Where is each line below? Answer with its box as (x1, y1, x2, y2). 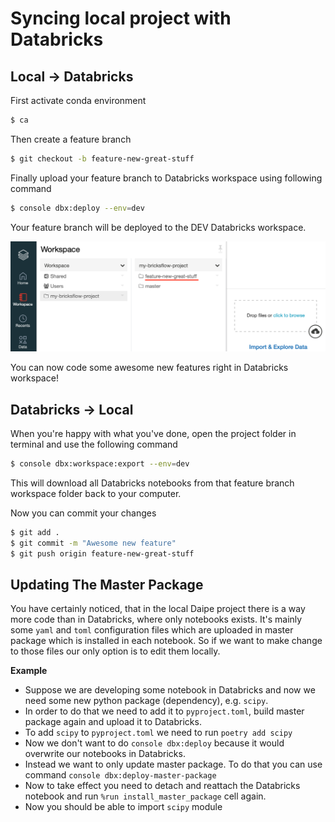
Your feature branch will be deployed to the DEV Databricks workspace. (10, 221, 307, 233)
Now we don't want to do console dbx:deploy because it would (24, 737, 285, 749)
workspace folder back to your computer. (10, 488, 182, 499)
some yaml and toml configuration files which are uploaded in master (10, 624, 294, 636)
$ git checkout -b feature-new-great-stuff (10, 153, 195, 164)
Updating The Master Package (10, 577, 204, 594)
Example (10, 665, 48, 677)
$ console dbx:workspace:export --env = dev (10, 459, 190, 469)
